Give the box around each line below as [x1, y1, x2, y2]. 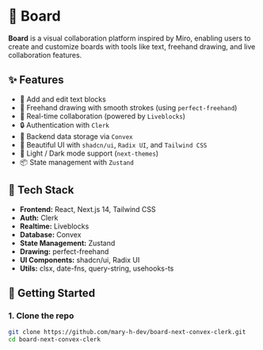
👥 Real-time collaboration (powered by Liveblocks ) [19, 111, 186, 121]
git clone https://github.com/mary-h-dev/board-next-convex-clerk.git [8, 329, 246, 337]
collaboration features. [8, 50, 82, 60]
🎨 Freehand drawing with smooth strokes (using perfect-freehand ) [19, 102, 238, 112]
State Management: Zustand [19, 238, 116, 248]
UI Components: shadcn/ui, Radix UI [19, 255, 140, 264]
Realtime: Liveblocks [19, 221, 90, 231]
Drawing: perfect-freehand [19, 246, 109, 256]
